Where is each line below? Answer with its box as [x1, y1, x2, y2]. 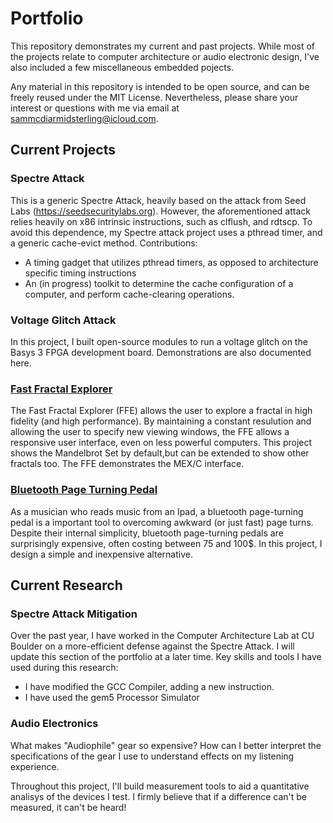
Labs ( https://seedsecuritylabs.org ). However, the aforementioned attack [10, 205, 311, 217]
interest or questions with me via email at [10, 102, 180, 114]
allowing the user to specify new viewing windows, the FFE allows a [10, 426, 290, 438]
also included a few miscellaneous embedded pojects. [10, 61, 235, 73]
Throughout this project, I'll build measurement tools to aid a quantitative [10, 780, 310, 792]
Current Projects [10, 142, 116, 159]
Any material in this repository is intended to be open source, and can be [10, 80, 310, 92]
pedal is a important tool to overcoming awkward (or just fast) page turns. [10, 516, 314, 528]
